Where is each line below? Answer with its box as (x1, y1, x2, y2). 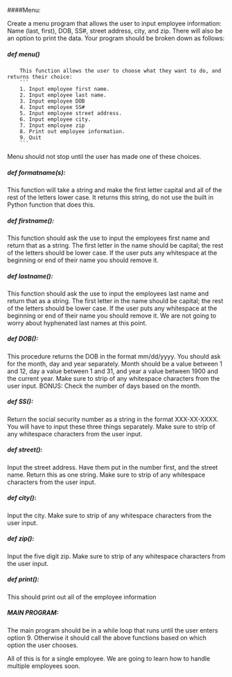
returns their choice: (7, 73, 73, 80)
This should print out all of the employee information (7, 592, 157, 601)
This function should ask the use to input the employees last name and (7, 289, 209, 298)
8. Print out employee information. (19, 128, 126, 135)
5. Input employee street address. (19, 110, 123, 117)
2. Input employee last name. (19, 92, 107, 98)
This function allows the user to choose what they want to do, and (19, 67, 222, 74)
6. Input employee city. (19, 116, 91, 123)
